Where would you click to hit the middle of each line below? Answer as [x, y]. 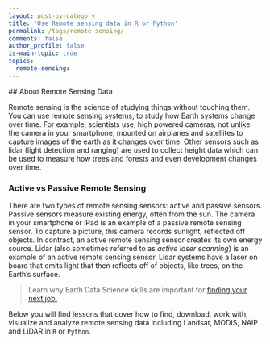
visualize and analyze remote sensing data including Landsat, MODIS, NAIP [133, 323]
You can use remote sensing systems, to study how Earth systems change [132, 115]
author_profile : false [46, 46]
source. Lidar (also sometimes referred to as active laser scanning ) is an [129, 249]
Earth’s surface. [34, 275]
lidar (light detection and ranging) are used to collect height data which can [133, 149]
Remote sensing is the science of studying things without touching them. [129, 107]
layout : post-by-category [52, 16]
